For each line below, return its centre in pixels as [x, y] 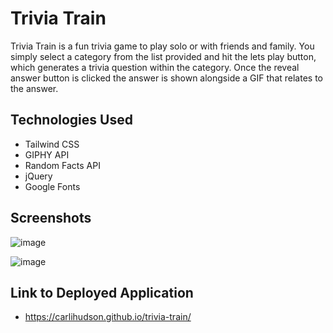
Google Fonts [52, 186]
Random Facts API [62, 165]
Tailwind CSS [52, 144]
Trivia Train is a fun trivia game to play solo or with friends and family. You [162, 46]
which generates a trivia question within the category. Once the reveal [155, 67]
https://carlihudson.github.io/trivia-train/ [108, 317]
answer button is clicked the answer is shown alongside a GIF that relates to [166, 78]
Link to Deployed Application [102, 292]
